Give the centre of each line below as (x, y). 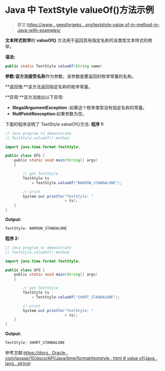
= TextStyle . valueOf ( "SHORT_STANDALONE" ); (76, 297)
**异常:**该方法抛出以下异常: (34, 97)
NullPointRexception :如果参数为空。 (49, 114)
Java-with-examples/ (39, 30)
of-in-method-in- (142, 25)
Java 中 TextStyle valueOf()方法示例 (80, 10)
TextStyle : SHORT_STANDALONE (35, 343)
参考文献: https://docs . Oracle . (36, 353)
